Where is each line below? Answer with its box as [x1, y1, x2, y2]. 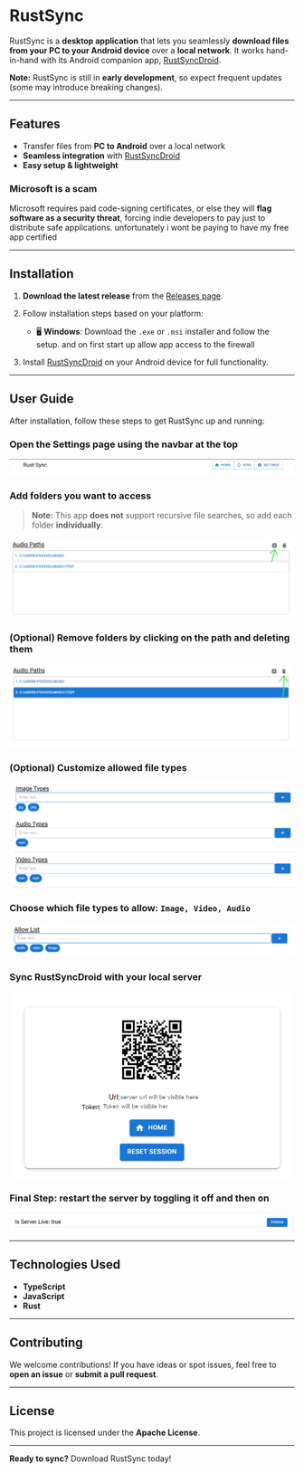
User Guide [9, 391, 74, 407]
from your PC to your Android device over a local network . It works [9, 44, 265, 55]
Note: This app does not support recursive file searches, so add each [31, 510, 292, 521]
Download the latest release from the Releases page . [22, 290, 223, 301]
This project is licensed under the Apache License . [9, 1427, 201, 1439]
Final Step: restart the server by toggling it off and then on [9, 1192, 270, 1204]
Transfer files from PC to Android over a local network [22, 140, 226, 151]
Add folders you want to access [9, 489, 152, 502]
